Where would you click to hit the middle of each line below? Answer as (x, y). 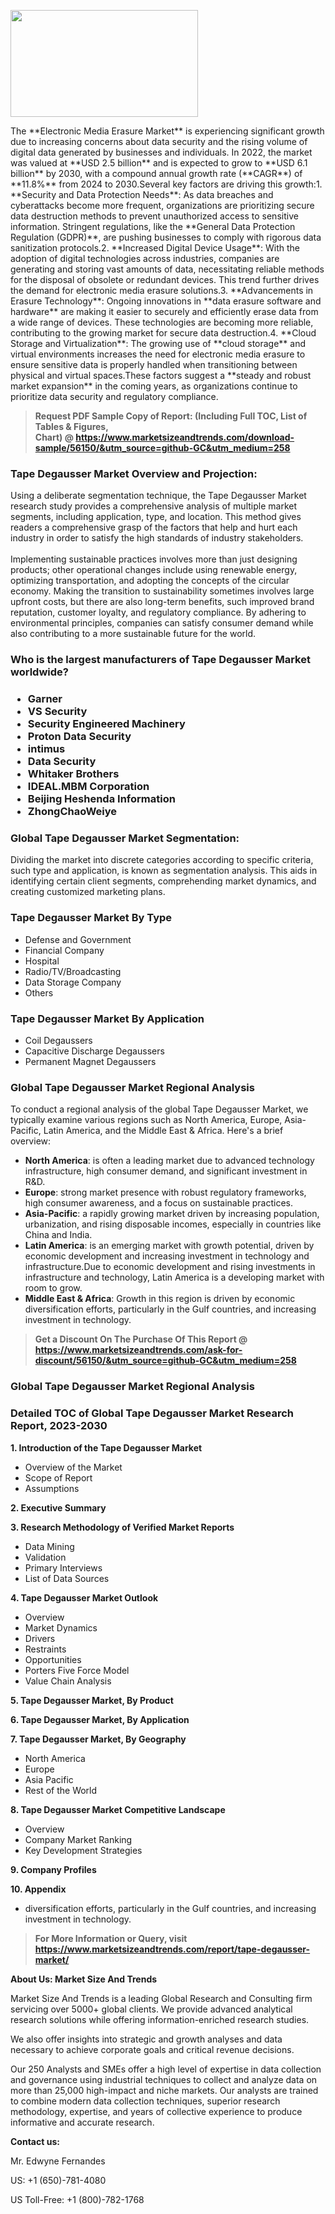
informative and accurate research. (82, 2122)
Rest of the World (61, 1790)
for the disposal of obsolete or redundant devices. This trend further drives (165, 279)
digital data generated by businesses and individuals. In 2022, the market (161, 152)
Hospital (42, 961)
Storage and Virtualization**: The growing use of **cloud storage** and (158, 343)
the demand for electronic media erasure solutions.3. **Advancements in (162, 290)
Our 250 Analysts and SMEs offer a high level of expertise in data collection (166, 2069)
